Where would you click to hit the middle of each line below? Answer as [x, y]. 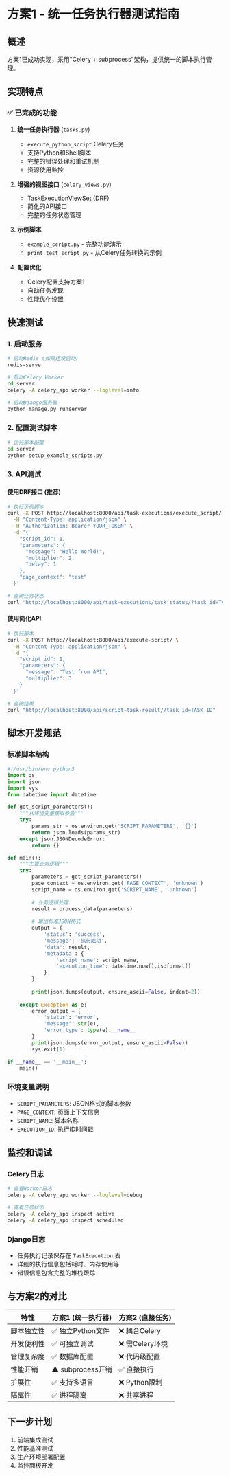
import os [21, 775]
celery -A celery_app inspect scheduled [66, 1220]
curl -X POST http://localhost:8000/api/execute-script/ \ [93, 640]
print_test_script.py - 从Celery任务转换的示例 [94, 252]
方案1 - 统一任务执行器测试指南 [93, 14]
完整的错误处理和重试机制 [63, 161]
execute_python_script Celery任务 [76, 144]
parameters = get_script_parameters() [87, 877]
